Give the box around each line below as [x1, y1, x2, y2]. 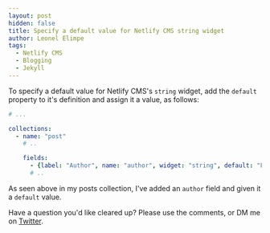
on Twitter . [8, 216, 44, 226]
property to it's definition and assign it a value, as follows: [8, 94, 199, 104]
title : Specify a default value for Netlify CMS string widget [8, 27, 225, 35]
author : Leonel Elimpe [8, 34, 84, 43]
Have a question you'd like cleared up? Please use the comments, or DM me [8, 207, 261, 217]
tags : [8, 42, 27, 50]
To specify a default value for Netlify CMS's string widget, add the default [8, 86, 257, 96]
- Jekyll [15, 64, 45, 72]
